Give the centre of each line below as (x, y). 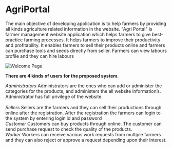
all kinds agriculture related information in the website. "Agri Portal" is (79, 29)
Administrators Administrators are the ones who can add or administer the (84, 86)
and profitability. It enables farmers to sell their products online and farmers (85, 45)
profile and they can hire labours (40, 56)
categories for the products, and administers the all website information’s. (83, 91)
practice (14, 40)
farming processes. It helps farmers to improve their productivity (92, 40)
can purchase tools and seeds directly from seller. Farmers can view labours (86, 51)
